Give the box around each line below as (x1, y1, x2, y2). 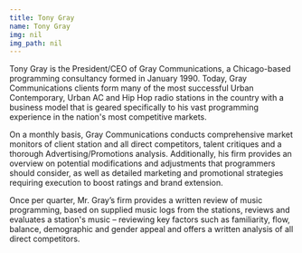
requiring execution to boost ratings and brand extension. (9, 178, 223, 189)
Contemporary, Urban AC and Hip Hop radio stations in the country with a (9, 92, 285, 103)
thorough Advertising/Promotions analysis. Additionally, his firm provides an (9, 149, 292, 160)
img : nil (9, 30, 42, 39)
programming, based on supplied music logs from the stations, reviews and (9, 205, 291, 216)
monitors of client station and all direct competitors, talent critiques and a (9, 139, 282, 150)
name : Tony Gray (9, 22, 71, 31)
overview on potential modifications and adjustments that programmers (9, 158, 276, 169)
